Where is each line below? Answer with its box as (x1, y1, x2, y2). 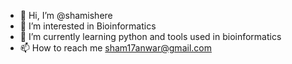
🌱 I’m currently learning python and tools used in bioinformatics (19, 31, 282, 42)
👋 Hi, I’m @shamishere (19, 10, 113, 21)
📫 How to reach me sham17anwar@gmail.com (19, 42, 212, 54)
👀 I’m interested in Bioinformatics (19, 20, 157, 32)
